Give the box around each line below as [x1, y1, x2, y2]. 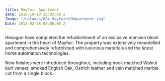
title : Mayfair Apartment [5, 7, 59, 12]
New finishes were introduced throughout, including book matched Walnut [5, 60, 158, 66]
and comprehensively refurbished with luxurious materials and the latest [5, 45, 153, 51]
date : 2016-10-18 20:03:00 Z [5, 12, 66, 17]
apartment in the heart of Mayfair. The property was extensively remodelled [5, 40, 161, 46]
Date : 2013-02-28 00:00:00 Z [5, 21, 66, 26]
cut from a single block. [5, 70, 54, 77]
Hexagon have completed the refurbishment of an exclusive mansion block [5, 35, 159, 40]
